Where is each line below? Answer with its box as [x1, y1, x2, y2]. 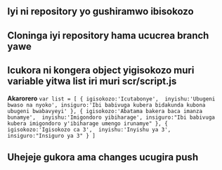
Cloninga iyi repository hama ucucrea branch [7, 30, 209, 41]
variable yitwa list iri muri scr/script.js [7, 75, 177, 87]
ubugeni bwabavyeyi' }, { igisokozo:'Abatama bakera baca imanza [7, 107, 202, 115]
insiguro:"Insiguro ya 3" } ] [7, 132, 96, 139]
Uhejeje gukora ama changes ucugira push [7, 151, 199, 163]
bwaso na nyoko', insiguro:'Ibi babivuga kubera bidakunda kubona [7, 101, 206, 108]
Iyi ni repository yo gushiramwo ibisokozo [7, 6, 195, 18]
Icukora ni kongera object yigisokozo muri [7, 65, 195, 77]
